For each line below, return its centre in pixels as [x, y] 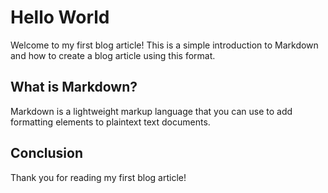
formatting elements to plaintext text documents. [110, 122]
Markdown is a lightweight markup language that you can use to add [151, 111]
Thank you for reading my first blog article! [98, 177]
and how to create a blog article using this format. [113, 55]
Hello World [60, 17]
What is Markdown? [74, 87]
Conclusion [47, 153]
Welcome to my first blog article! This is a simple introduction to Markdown [164, 45]
